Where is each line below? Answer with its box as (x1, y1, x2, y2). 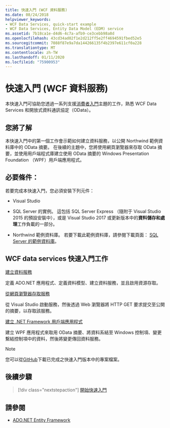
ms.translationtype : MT (5, 45, 56, 50)
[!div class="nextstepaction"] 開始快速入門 (17, 387, 107, 393)
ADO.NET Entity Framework (12, 417, 71, 423)
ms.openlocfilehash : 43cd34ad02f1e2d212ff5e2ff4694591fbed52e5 (5, 36, 142, 41)
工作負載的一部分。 (17, 221, 57, 227)
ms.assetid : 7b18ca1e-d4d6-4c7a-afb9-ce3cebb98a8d (5, 31, 115, 36)
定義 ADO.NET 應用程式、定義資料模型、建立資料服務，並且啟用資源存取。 (5, 280, 161, 286)
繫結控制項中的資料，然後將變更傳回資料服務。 (5, 335, 103, 342)
